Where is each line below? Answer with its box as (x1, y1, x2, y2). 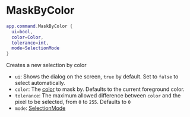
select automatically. (14, 80, 65, 87)
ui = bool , (11, 29, 33, 34)
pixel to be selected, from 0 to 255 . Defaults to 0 (14, 99, 131, 106)
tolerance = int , (11, 40, 49, 46)
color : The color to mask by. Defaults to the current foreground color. (14, 86, 185, 93)
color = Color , (11, 34, 44, 40)
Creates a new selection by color (6, 62, 87, 69)
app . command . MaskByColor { (6, 23, 73, 29)
